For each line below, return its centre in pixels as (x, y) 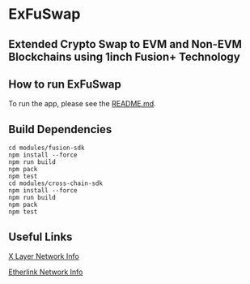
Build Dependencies (60, 129)
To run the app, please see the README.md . (82, 104)
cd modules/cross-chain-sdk (56, 183)
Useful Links (40, 237)
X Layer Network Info (44, 256)
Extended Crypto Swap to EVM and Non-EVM (125, 44)
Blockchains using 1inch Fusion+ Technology (124, 56)
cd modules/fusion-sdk (47, 148)
